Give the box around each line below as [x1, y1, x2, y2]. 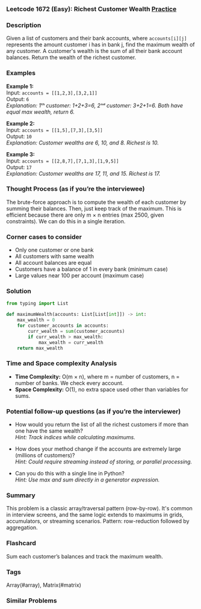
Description [6, 20, 42, 29]
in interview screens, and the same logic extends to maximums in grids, [6, 511, 184, 519]
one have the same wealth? [14, 427, 83, 434]
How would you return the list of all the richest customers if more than [14, 421, 189, 428]
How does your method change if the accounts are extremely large [14, 445, 182, 453]
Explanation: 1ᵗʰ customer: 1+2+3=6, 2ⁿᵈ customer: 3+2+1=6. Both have [6, 102, 184, 109]
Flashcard [6, 539, 36, 548]
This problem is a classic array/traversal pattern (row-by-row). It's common [6, 505, 193, 512]
